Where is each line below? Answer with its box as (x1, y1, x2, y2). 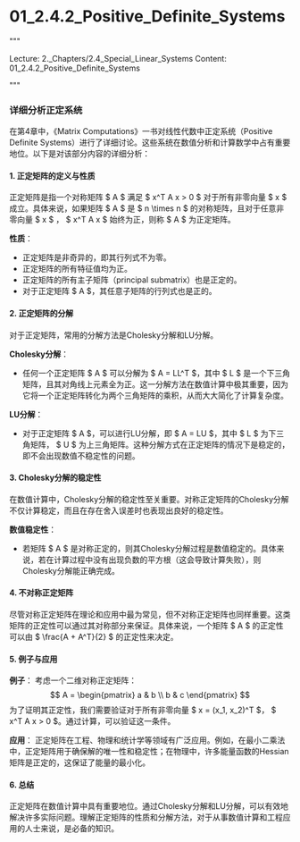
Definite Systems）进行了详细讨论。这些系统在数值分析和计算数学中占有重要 (9, 137, 291, 148)
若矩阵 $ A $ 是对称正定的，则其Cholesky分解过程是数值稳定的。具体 (21, 543, 277, 553)
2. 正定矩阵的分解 (9, 308, 74, 319)
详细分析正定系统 (9, 104, 83, 116)
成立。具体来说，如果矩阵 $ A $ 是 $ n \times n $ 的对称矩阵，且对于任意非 (9, 203, 285, 214)
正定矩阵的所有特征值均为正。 (21, 264, 132, 274)
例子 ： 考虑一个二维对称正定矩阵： (9, 675, 137, 686)
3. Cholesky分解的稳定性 (9, 472, 102, 484)
